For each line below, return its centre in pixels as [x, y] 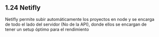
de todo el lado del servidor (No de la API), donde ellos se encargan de [76, 24]
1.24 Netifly [23, 8]
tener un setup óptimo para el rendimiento [47, 29]
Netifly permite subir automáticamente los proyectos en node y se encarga [80, 19]
